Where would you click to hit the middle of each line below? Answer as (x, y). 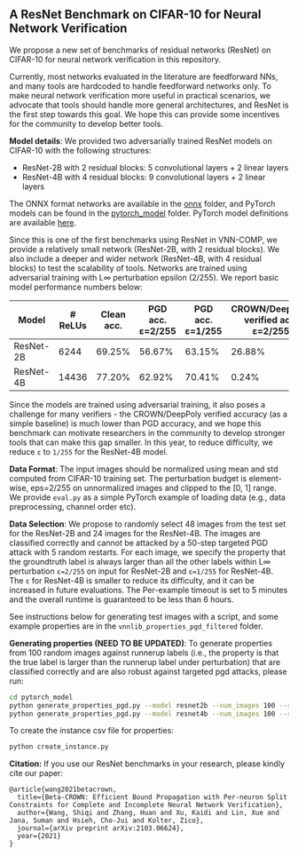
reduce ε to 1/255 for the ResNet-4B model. (89, 451)
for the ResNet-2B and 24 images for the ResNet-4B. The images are (135, 533)
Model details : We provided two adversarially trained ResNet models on (141, 140)
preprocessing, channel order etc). (73, 506)
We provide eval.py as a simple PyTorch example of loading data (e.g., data (148, 497)
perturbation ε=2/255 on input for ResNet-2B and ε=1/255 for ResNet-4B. (141, 571)
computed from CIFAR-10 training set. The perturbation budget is (128, 478)
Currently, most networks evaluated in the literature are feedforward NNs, (144, 76)
